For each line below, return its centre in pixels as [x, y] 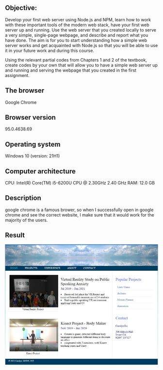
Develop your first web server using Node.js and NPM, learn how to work [78, 19]
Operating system [33, 144]
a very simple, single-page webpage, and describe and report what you [77, 35]
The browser [25, 91]
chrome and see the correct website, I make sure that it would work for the [80, 215]
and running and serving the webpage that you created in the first [71, 70]
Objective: [21, 8]
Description [23, 198]
